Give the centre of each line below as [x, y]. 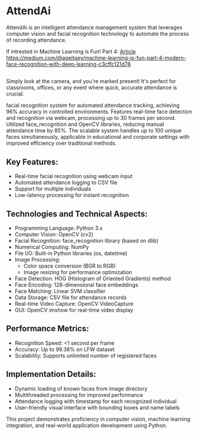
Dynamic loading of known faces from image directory [81, 388]
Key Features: [32, 162]
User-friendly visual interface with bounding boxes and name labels [97, 407]
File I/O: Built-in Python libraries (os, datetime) [71, 253]
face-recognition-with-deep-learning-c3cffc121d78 [69, 64]
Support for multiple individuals [53, 189]
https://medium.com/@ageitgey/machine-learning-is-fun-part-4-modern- [96, 58]
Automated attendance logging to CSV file [66, 183]
